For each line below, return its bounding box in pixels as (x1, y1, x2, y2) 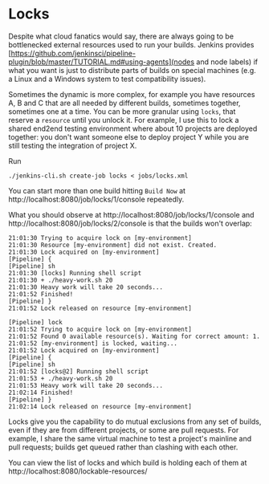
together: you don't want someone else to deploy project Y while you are (8, 132, 249, 141)
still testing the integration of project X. (8, 140, 137, 150)
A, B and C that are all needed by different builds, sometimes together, (8, 98, 241, 108)
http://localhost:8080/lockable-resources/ (8, 466, 148, 476)
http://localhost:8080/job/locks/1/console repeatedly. (8, 194, 185, 204)
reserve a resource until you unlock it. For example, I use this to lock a (8, 115, 239, 124)
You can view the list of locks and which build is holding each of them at (8, 458, 247, 467)
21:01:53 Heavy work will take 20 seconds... (8, 381, 163, 389)
